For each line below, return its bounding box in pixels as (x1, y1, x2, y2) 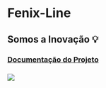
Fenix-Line (7, 5, 71, 21)
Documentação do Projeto (7, 55, 99, 65)
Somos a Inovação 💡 (7, 33, 99, 45)
